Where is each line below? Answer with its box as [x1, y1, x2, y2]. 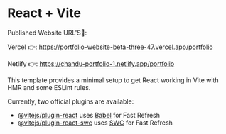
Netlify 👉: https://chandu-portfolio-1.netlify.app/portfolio [7, 59, 175, 68]
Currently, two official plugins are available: [7, 97, 134, 106]
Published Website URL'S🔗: [7, 28, 87, 37]
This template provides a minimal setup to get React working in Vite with [7, 76, 219, 84]
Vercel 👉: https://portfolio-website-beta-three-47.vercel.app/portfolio [7, 43, 213, 51]
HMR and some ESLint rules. [7, 83, 91, 91]
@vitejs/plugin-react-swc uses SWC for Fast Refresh [17, 118, 173, 127]
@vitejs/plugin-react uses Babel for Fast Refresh [17, 111, 161, 119]
